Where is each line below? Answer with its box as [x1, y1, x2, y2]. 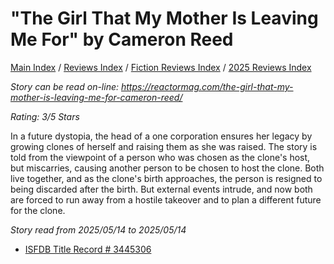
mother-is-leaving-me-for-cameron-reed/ [10, 91, 183, 103]
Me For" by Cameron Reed [10, 28, 234, 51]
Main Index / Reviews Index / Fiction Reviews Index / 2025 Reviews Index [10, 61, 312, 73]
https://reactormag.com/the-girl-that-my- [120, 80, 294, 92]
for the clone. [10, 204, 66, 216]
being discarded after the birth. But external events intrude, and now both [10, 183, 313, 195]
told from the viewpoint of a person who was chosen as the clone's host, [10, 151, 311, 163]
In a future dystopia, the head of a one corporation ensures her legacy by [10, 130, 313, 142]
